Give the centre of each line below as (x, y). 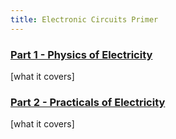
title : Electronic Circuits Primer (84, 19)
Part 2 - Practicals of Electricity (88, 102)
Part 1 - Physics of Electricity (81, 54)
